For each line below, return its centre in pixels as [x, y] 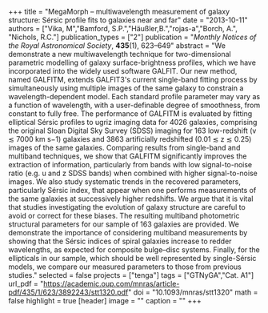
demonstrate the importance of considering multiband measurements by [128, 233]
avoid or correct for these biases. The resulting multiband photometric [124, 216]
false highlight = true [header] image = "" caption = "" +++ [105, 301]
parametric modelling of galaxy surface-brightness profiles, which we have [132, 62]
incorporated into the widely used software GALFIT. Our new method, [123, 71]
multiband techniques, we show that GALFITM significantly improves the [128, 156]
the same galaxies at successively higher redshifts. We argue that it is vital [131, 199]
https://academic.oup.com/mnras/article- [112, 284]
